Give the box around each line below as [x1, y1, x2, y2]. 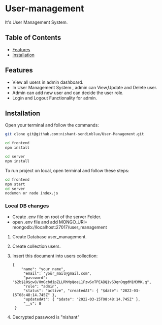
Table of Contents [5, 33, 62, 42]
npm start [5, 182, 26, 187]
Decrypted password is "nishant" [12, 314, 80, 320]
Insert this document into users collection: [12, 253, 98, 259]
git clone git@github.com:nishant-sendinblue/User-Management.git [5, 131, 144, 137]
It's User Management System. [5, 19, 68, 25]
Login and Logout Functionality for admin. [12, 95, 97, 101]
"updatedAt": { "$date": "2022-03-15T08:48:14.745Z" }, [23, 296, 141, 302]
